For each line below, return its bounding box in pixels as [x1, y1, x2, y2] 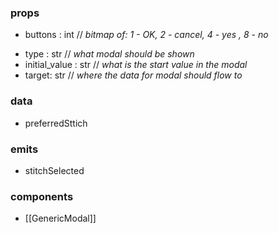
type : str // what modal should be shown [24, 48, 195, 60]
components [10, 189, 74, 203]
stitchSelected [24, 164, 85, 176]
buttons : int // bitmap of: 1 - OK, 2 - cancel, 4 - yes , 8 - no [24, 29, 269, 41]
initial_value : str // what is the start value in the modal [24, 59, 248, 71]
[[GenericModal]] [24, 212, 97, 225]
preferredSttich [24, 117, 88, 129]
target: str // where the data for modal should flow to [24, 69, 243, 81]
